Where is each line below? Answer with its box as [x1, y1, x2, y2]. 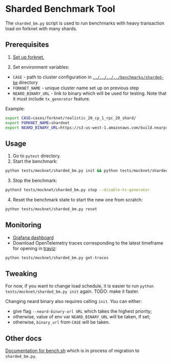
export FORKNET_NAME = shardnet [5, 120, 70, 126]
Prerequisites [5, 41, 49, 49]
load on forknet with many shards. [5, 25, 78, 31]
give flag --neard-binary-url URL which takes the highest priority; [12, 308, 152, 314]
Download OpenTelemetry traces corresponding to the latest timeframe [12, 239, 164, 246]
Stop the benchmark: [12, 177, 57, 184]
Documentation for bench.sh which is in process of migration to [5, 348, 140, 354]
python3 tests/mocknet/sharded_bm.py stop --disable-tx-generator [5, 188, 150, 193]
